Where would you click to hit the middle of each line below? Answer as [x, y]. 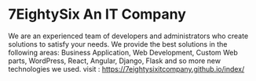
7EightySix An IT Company [97, 14]
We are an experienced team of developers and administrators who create [128, 36]
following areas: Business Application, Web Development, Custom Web [123, 52]
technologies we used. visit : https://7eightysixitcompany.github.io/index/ [126, 69]
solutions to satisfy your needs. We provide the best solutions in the [118, 44]
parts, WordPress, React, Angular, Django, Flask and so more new [115, 61]
